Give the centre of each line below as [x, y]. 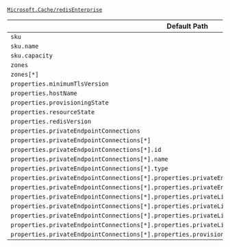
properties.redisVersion [51, 121]
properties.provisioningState [60, 103]
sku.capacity [32, 56]
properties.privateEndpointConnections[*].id [86, 149]
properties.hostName [44, 93]
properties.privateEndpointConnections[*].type [90, 169]
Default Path [188, 26]
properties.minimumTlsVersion [60, 84]
